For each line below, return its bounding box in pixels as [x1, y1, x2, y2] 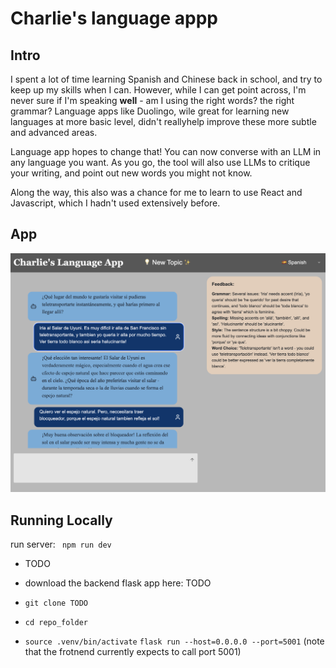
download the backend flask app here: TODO [24, 577, 212, 589]
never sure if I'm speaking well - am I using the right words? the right [10, 95, 295, 106]
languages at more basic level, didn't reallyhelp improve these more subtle [10, 116, 317, 127]
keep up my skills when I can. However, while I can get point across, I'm [10, 84, 307, 96]
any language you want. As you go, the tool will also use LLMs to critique [10, 157, 311, 168]
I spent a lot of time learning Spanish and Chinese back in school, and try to [10, 73, 323, 85]
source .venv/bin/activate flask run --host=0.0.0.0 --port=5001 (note [24, 635, 325, 647]
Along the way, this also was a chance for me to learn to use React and [10, 187, 303, 198]
